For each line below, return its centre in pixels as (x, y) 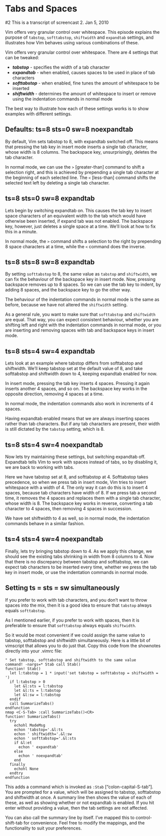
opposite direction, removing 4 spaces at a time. (55, 394)
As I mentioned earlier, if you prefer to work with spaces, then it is (72, 620)
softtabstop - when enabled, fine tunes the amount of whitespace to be (86, 83)
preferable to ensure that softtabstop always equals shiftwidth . (71, 625)
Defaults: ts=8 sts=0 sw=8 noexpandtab (69, 130)
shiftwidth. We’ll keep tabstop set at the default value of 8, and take (74, 369)
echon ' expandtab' (38, 747)
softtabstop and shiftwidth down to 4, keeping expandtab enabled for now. (81, 374)
